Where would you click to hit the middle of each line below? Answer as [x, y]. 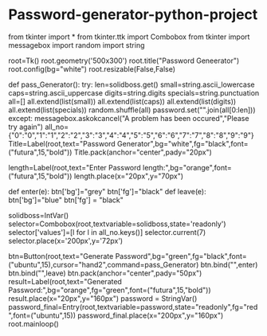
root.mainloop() [34, 323]
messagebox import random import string [77, 45]
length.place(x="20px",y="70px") [129, 176]
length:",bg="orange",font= [187, 167]
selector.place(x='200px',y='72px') [66, 240]
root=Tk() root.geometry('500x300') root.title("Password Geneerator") [124, 61]
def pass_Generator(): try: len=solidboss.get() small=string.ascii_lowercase [132, 84]
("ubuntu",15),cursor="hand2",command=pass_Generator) [104, 264]
